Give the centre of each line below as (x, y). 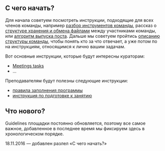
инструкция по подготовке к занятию (52, 95)
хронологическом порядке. (34, 134)
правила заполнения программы (48, 90)
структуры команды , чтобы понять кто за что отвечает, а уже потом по (81, 41)
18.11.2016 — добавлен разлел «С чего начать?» (56, 143)
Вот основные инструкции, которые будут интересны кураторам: (75, 56)
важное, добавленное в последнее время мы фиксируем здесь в (75, 128)
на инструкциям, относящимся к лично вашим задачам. (65, 46)
